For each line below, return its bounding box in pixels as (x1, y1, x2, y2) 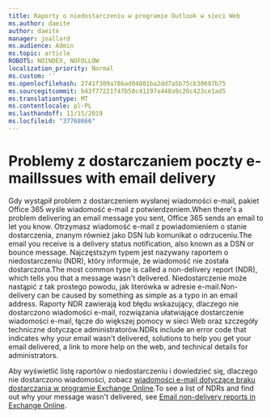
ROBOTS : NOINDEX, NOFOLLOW (8, 57, 100, 65)
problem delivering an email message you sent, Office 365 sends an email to (8, 213, 264, 222)
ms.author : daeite (8, 19, 70, 27)
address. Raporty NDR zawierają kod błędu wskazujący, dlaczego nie (8, 298, 239, 308)
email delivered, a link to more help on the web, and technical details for (8, 341, 248, 352)
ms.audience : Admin (8, 42, 74, 50)
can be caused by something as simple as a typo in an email (36, 290, 238, 300)
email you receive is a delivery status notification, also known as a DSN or (8, 239, 255, 248)
